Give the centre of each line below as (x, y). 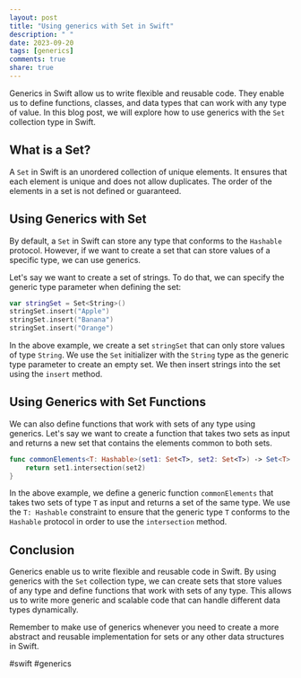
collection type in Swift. (53, 121)
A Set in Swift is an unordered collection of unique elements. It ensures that (148, 172)
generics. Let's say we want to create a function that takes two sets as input (150, 433)
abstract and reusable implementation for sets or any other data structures (147, 637)
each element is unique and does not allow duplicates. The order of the (141, 181)
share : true (31, 68)
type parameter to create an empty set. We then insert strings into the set (145, 364)
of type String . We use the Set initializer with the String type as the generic (149, 355)
